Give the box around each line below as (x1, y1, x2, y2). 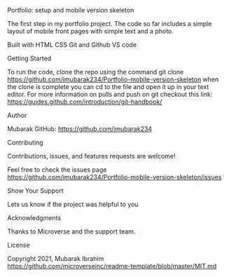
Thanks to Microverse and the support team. (7, 227, 136, 236)
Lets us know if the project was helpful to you (7, 200, 139, 208)
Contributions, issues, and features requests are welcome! (7, 152, 176, 160)
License (7, 241, 30, 249)
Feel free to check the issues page (7, 165, 107, 174)
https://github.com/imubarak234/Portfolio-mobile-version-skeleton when (7, 75, 219, 83)
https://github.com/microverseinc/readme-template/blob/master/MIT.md (7, 262, 217, 270)
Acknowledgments (7, 214, 62, 222)
